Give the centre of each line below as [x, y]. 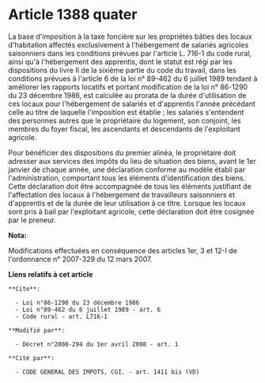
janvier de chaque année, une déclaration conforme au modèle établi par [127, 169]
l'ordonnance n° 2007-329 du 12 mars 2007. [80, 259]
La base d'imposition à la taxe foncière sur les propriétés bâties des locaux [130, 36]
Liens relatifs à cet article [51, 274]
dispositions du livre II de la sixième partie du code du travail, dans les [122, 70]
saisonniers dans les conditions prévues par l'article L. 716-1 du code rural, [130, 53]
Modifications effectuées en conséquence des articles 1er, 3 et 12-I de [123, 250]
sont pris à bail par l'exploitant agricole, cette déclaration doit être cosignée [131, 211]
